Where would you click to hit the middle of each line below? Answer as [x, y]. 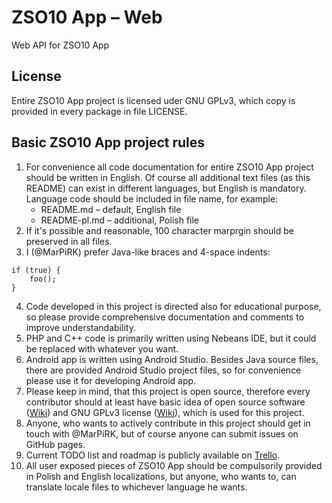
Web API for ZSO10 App [60, 45]
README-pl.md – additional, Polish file [120, 220]
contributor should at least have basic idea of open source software [165, 402]
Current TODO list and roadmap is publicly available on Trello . [153, 455]
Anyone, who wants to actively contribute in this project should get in [168, 423]
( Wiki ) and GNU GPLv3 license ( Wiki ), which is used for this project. [165, 412]
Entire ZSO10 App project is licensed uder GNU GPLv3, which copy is [153, 100]
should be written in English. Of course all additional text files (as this [168, 177]
